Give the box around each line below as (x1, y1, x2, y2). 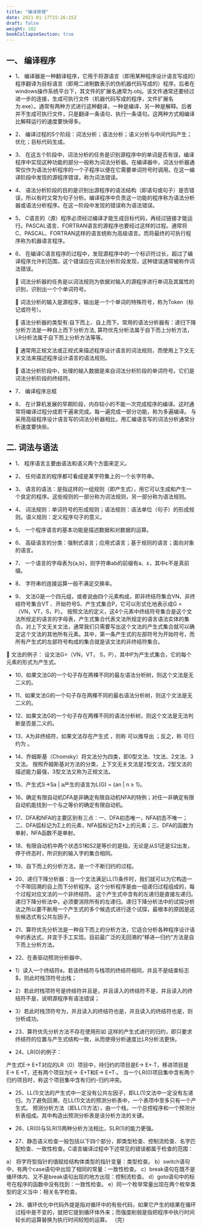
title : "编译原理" (6, 8, 49, 15)
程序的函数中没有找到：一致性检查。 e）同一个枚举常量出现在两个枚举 (16, 1180, 191, 1188)
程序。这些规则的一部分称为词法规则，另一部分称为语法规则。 (36, 493, 190, 500)
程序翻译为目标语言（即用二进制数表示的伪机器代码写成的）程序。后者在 (14, 80, 195, 87)
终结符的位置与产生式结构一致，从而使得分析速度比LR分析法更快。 (14, 1035, 180, 1043)
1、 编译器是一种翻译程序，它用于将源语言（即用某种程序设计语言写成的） (14, 72, 196, 79)
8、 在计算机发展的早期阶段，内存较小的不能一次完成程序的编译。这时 (14, 400, 189, 407)
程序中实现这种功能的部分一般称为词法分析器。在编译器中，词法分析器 (14, 158, 190, 166)
